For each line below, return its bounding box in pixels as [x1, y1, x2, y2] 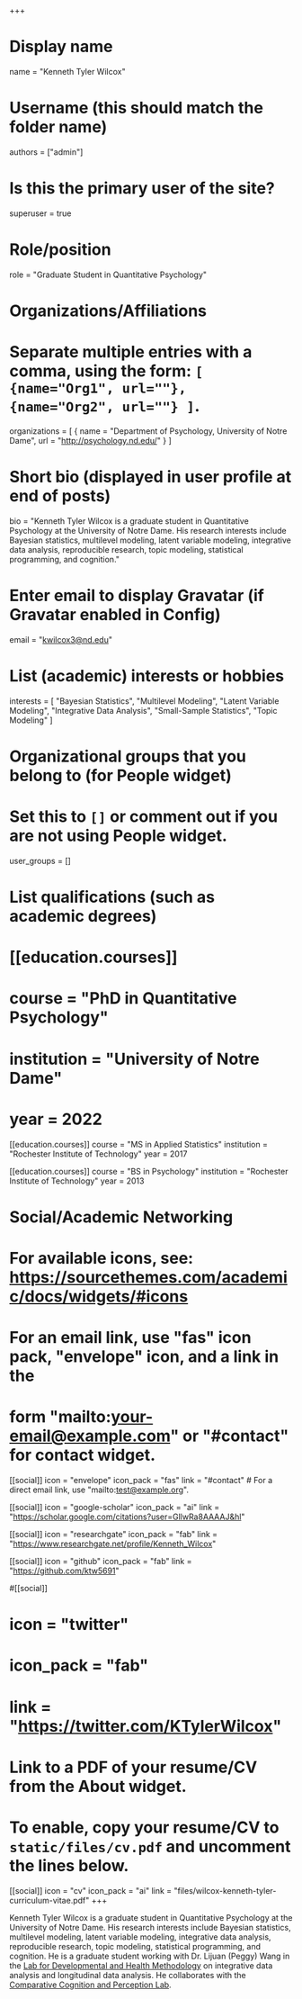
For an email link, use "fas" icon [9, 1328, 252, 1348]
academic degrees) [9, 906, 157, 926]
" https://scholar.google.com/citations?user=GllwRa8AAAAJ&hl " [9, 1511, 245, 1522]
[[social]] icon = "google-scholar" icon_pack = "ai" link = [9, 1502, 220, 1512]
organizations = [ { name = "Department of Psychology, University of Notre [9, 425, 288, 437]
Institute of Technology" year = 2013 [9, 1175, 145, 1186]
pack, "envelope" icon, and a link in [9, 1346, 280, 1367]
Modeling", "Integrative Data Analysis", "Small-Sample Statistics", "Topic [9, 705, 278, 716]
